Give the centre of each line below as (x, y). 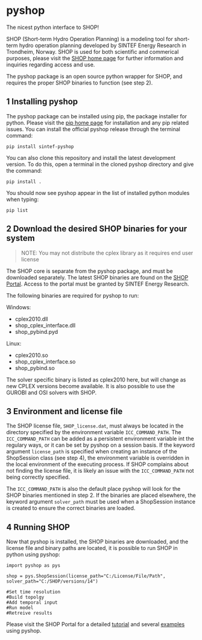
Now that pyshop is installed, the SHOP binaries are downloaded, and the (97, 542)
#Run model (20, 608)
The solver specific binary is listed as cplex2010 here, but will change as (96, 379)
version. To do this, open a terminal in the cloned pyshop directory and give (100, 164)
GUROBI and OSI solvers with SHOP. (52, 392)
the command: (24, 170)
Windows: (19, 307)
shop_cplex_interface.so (45, 361)
